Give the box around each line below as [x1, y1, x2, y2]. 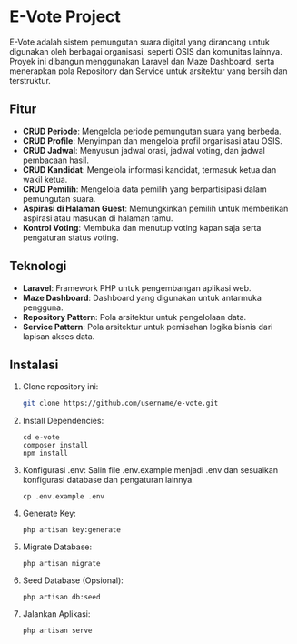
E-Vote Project [9, 6, 121, 27]
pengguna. [22, 302, 64, 313]
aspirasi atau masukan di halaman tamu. [22, 212, 173, 224]
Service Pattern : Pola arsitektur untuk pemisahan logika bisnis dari [22, 321, 273, 332]
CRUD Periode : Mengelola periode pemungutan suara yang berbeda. [22, 126, 282, 136]
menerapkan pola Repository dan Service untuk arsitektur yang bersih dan [9, 65, 288, 76]
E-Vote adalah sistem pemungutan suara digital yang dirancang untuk [9, 36, 270, 47]
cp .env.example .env [22, 492, 104, 501]
